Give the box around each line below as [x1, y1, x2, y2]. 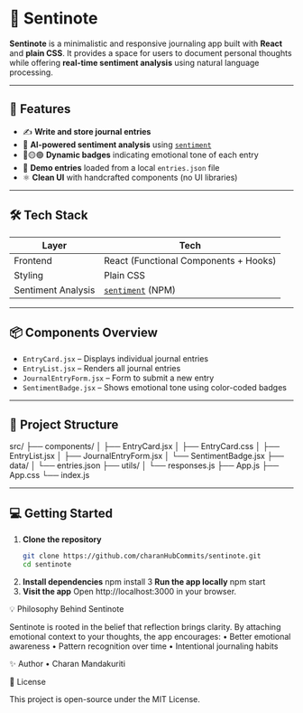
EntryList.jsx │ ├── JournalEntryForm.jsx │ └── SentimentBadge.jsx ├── [9, 451, 284, 462]
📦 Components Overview [9, 324, 158, 340]
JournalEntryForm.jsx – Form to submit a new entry [22, 372, 215, 383]
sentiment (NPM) [103, 284, 176, 296]
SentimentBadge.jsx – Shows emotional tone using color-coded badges [22, 382, 287, 393]
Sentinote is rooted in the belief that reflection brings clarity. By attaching [9, 621, 281, 632]
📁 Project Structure [9, 417, 119, 432]
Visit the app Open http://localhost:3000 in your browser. [22, 586, 237, 596]
